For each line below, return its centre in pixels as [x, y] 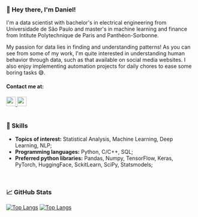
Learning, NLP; [33, 145]
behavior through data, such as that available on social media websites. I [96, 60]
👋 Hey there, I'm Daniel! [41, 10]
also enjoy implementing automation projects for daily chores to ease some [99, 66]
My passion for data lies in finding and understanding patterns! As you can [98, 47]
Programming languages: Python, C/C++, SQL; [74, 151]
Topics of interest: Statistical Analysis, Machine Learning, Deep [94, 139]
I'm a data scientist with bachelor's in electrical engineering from [86, 23]
